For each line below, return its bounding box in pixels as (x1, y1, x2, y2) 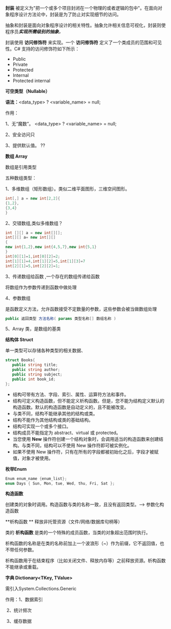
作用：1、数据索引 (5, 596, 43, 602)
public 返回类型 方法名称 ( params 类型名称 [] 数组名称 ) (5, 316, 116, 321)
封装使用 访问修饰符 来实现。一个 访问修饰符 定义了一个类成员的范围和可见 (5, 39, 162, 45)
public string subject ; (12, 372, 63, 377)
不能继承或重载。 (5, 564, 41, 570)
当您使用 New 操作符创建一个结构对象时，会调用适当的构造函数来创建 (12, 436, 159, 442)
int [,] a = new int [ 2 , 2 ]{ (5, 196, 60, 201)
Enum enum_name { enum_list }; (5, 476, 67, 481)
